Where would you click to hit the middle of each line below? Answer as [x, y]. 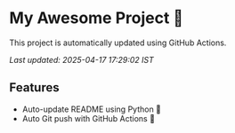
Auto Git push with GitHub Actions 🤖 [89, 118]
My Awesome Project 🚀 [97, 18]
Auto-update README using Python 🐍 [92, 109]
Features [34, 88]
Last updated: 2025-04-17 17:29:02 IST [81, 59]
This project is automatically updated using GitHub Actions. [118, 43]
